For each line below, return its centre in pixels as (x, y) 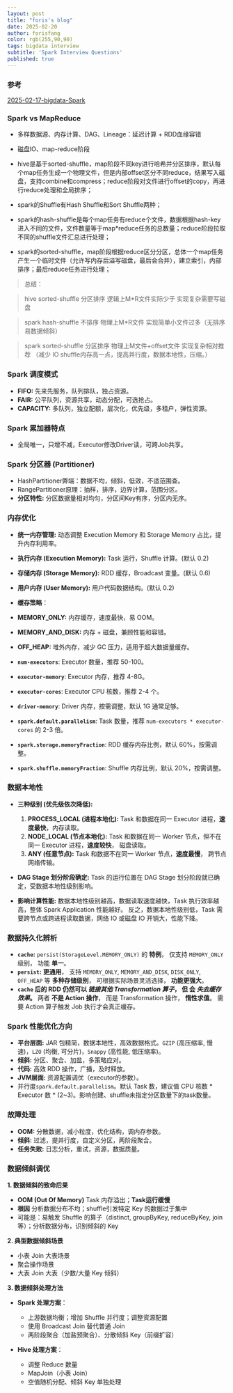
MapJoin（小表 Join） (59, 1373)
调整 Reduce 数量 (53, 1364)
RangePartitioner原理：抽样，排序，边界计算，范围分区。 (99, 490)
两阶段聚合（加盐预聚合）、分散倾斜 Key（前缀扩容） (103, 1335)
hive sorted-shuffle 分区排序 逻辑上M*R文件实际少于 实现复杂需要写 (122, 299)
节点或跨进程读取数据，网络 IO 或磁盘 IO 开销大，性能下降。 (115, 918)
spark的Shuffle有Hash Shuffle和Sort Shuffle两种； (89, 205)
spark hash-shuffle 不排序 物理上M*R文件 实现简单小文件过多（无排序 (124, 322)
